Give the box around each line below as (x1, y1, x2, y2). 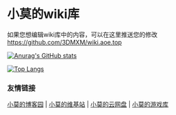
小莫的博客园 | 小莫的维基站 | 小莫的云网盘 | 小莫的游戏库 (7, 101, 169, 109)
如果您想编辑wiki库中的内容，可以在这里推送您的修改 (7, 30, 157, 39)
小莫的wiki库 (7, 6, 80, 22)
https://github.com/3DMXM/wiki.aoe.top (7, 38, 122, 46)
